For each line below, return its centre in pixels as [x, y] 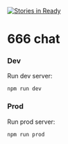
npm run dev [24, 89]
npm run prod [26, 134]
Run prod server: [31, 122]
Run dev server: [30, 76]
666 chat [34, 39]
